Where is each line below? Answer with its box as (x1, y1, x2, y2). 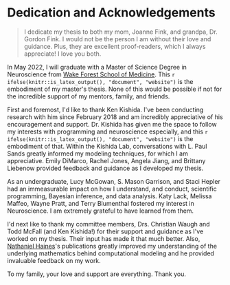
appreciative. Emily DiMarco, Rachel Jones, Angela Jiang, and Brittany (7, 156, 206, 165)
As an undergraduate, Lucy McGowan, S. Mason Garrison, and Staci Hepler (7, 177, 221, 185)
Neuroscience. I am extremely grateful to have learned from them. (7, 207, 194, 215)
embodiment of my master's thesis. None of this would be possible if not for (7, 85, 222, 93)
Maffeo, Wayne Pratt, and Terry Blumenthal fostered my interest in (7, 199, 194, 207)
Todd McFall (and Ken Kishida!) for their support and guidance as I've (7, 227, 204, 235)
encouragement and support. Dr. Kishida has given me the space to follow (7, 120, 218, 128)
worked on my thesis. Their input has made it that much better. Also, (7, 234, 200, 242)
